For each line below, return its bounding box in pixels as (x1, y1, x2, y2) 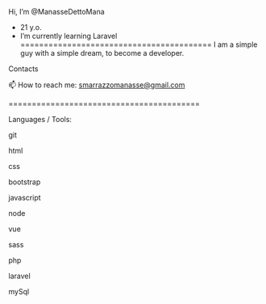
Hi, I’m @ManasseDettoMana (8, 7, 105, 16)
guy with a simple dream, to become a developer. (19, 49, 185, 57)
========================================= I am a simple (19, 40, 258, 49)
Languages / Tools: (8, 115, 73, 124)
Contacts (8, 64, 39, 74)
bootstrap (8, 177, 41, 187)
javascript (8, 193, 42, 202)
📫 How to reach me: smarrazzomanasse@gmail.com (8, 80, 185, 90)
